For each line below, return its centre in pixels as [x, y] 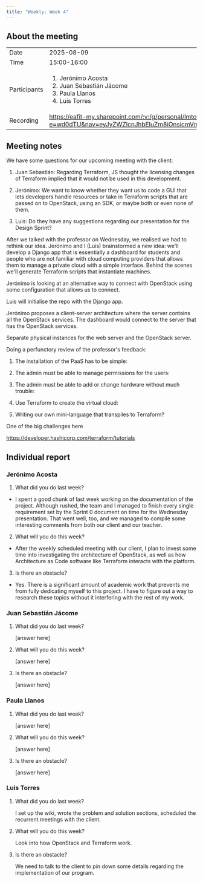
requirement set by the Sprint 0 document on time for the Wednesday [101, 512]
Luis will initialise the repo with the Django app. [65, 302]
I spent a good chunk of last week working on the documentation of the [104, 499]
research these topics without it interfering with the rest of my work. [100, 597]
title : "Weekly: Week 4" [37, 12]
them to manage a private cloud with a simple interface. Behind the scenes [99, 265]
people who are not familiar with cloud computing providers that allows [95, 259]
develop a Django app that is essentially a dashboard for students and [93, 252]
